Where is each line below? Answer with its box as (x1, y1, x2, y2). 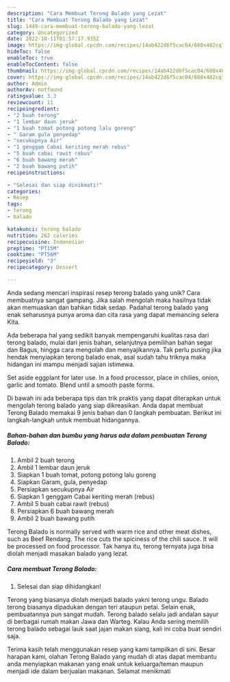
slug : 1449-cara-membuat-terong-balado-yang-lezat (7, 23, 155, 29)
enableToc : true (7, 55, 53, 62)
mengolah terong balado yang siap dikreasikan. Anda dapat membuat (7, 401, 203, 409)
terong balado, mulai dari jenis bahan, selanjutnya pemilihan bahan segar (7, 338, 214, 346)
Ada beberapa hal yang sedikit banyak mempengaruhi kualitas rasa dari (7, 331, 209, 339)
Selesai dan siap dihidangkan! (16, 582, 101, 590)
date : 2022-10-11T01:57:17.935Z (7, 36, 99, 42)
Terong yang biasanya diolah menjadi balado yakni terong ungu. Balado (7, 595, 209, 603)
